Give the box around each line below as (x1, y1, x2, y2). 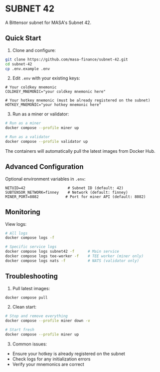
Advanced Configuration (5, 163, 84, 171)
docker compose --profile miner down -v (5, 318, 91, 324)
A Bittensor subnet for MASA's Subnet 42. (5, 19, 91, 25)
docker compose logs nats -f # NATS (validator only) (5, 258, 140, 263)
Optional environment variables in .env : (5, 176, 86, 182)
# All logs (5, 231, 28, 236)
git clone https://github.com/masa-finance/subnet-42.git (5, 57, 128, 62)
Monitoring (5, 208, 41, 216)
